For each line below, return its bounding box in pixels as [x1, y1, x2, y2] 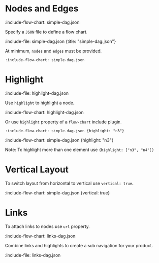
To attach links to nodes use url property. [5, 223, 90, 229]
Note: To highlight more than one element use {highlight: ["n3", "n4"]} [5, 147, 154, 152]
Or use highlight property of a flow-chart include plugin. [5, 119, 122, 125]
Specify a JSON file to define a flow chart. [5, 29, 88, 35]
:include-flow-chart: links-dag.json [5, 233, 76, 239]
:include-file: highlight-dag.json [5, 90, 69, 96]
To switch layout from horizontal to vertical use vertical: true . [5, 180, 134, 186]
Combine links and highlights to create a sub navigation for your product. [5, 242, 153, 248]
